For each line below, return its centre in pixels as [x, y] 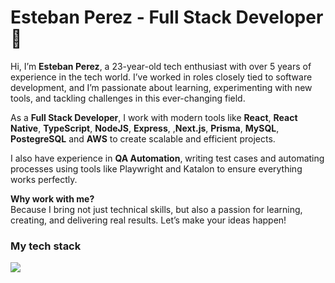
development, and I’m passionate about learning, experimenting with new [161, 87]
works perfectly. [44, 179]
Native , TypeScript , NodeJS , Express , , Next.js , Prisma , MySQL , [145, 128]
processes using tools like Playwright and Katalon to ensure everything [156, 168]
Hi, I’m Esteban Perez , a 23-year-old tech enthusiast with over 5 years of [161, 66]
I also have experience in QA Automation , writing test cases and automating [167, 158]
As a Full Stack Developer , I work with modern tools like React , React [154, 117]
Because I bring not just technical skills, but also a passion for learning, [156, 209]
